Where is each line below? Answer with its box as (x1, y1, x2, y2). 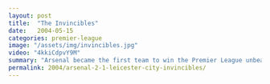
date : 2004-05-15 (8, 26, 74, 34)
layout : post (8, 11, 52, 20)
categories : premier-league (8, 34, 103, 42)
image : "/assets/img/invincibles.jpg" (8, 42, 138, 50)
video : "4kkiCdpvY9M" (8, 49, 81, 57)
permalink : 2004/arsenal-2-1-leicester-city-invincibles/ (8, 64, 207, 72)
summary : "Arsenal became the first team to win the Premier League (8, 57, 243, 65)
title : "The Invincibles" (8, 19, 99, 27)
